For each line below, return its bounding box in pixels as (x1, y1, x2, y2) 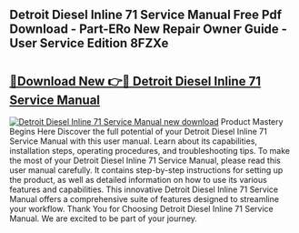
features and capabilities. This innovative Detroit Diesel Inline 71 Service (9, 184, 279, 195)
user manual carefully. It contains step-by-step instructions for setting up (9, 165, 284, 176)
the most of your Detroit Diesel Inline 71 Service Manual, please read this (9, 155, 282, 166)
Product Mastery (221, 116, 284, 127)
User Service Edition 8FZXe (9, 35, 169, 51)
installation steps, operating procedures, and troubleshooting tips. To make (9, 146, 291, 156)
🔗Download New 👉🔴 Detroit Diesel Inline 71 (9, 73, 262, 89)
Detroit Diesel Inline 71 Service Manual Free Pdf (9, 7, 283, 23)
